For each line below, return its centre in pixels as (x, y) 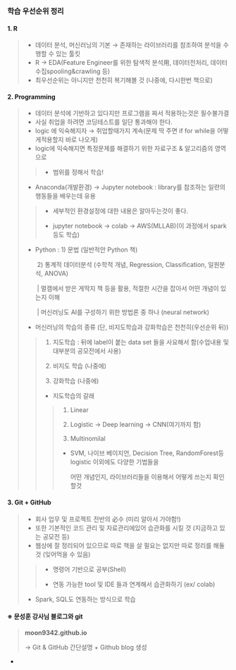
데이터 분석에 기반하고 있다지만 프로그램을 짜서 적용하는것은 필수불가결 (132, 113)
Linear (80, 410)
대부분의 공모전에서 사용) (87, 351)
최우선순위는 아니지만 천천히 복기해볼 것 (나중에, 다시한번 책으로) (124, 80)
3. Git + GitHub (29, 502)
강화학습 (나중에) (76, 381)
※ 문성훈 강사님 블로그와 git (45, 616)
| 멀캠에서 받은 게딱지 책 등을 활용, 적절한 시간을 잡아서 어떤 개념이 (128, 289)
